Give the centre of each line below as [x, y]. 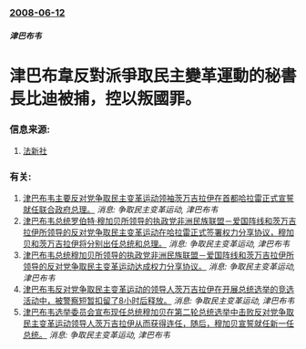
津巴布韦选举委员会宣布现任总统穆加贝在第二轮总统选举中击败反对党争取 [158, 313]
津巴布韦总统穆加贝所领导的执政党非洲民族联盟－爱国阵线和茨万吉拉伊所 [158, 255]
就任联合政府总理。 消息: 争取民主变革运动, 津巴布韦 [120, 210]
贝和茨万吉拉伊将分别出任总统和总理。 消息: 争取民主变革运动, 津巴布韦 [156, 244]
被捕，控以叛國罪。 [130, 98]
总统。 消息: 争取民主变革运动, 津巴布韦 [96, 335]
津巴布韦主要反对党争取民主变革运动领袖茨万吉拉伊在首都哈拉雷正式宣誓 [158, 199]
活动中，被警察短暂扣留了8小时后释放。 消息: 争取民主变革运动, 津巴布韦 [158, 301]
